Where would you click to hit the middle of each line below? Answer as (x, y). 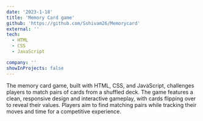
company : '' (21, 62)
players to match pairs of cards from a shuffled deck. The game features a (100, 92)
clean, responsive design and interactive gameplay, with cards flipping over (101, 99)
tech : (13, 35)
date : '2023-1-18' (30, 12)
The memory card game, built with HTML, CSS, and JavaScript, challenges (100, 85)
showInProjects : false (35, 68)
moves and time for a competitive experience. (64, 111)
